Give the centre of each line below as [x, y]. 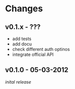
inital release [18, 82]
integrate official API [33, 54]
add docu [22, 44]
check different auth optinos [41, 49]
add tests [22, 39]
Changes [24, 9]
